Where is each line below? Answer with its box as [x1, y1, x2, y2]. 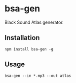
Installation [4, 34, 40, 42]
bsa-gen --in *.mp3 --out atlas [4, 73, 71, 78]
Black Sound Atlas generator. [4, 19, 64, 25]
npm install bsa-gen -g [4, 46, 54, 52]
